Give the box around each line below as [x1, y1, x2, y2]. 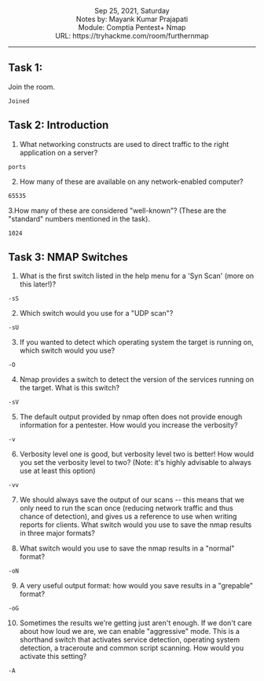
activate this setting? [19, 652, 87, 661]
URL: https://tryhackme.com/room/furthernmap [54, 31, 210, 40]
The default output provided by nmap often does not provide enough [19, 412, 243, 422]
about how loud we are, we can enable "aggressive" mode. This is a [19, 627, 240, 636]
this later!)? [19, 280, 57, 289]
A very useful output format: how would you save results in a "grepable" [19, 581, 254, 591]
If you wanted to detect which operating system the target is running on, [19, 338, 254, 347]
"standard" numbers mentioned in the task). [8, 214, 151, 223]
